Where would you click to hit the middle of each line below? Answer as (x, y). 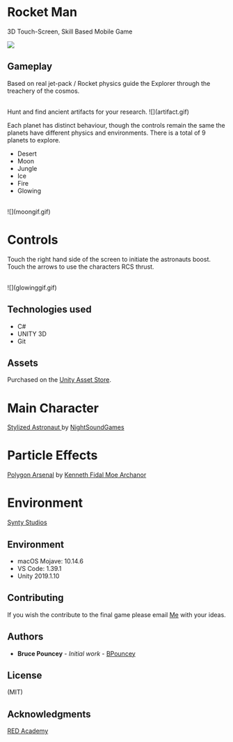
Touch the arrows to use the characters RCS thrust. (81, 267)
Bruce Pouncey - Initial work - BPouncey (76, 653)
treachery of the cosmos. (43, 91)
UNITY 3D (32, 334)
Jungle (27, 168)
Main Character (53, 408)
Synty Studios (27, 522)
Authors (25, 637)
